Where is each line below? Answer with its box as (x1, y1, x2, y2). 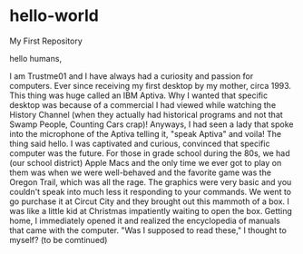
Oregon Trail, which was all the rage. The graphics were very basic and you (9, 176, 292, 187)
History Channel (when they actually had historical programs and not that (9, 109, 283, 120)
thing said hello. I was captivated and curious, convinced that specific (9, 138, 270, 149)
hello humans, (9, 53, 62, 63)
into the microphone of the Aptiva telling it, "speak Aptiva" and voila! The (9, 128, 282, 139)
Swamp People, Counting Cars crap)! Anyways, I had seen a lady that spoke (9, 119, 294, 130)
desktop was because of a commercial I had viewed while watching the (9, 99, 277, 110)
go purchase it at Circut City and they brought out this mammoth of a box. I (9, 196, 290, 207)
